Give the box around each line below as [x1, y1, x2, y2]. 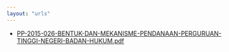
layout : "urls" [6, 10, 51, 17]
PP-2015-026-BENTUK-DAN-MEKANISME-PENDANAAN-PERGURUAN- [16, 29, 222, 37]
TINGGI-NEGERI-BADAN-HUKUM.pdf [16, 36, 125, 45]
